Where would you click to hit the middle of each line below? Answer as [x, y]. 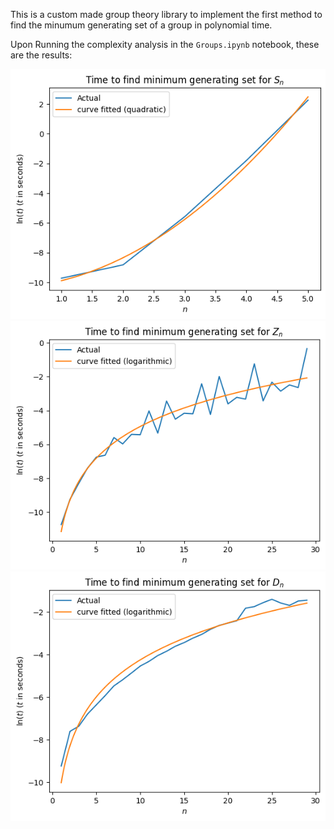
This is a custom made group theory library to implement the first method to [166, 14]
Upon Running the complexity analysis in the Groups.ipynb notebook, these [165, 44]
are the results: [41, 55]
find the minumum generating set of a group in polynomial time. [141, 25]
